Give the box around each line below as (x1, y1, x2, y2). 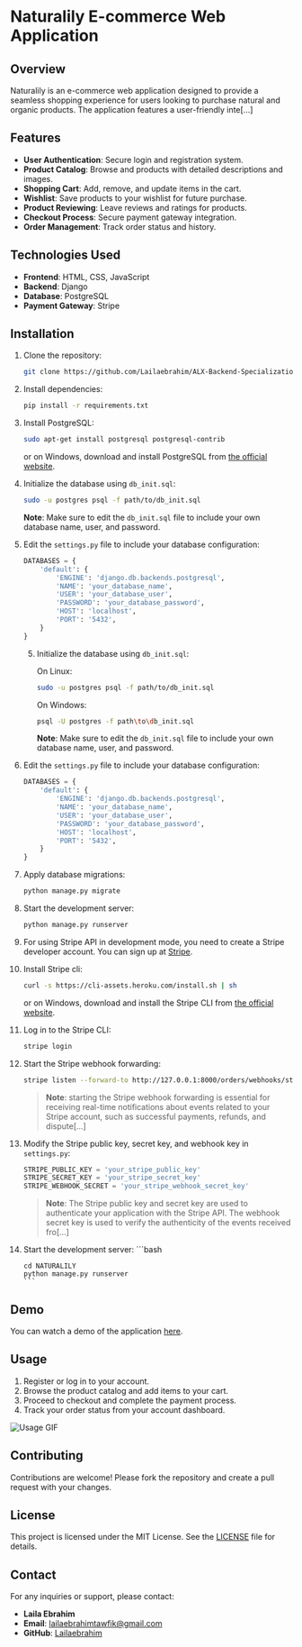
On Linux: (36, 665, 73, 677)
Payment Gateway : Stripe (22, 300, 120, 311)
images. (22, 173, 53, 184)
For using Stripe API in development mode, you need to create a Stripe (22, 936, 285, 947)
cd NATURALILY (22, 1261, 76, 1271)
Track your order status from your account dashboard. (22, 1404, 226, 1415)
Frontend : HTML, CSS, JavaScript (22, 271, 150, 282)
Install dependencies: (22, 384, 103, 395)
